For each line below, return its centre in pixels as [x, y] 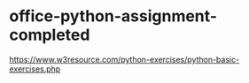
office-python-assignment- [113, 16]
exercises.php [35, 69]
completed [50, 35]
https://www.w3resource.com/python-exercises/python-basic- [124, 59]
